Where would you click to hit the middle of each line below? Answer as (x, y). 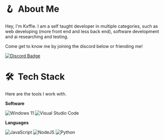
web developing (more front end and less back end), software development (82, 31)
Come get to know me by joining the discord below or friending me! (74, 46)
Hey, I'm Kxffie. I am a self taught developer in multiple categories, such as (82, 26)
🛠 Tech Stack (35, 77)
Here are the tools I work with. (36, 93)
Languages (17, 122)
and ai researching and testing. (37, 37)
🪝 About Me (32, 9)
